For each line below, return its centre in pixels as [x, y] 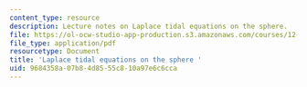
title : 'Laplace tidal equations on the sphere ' [106, 60]
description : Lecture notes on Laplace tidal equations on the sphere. [148, 26]
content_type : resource [55, 18]
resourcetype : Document [55, 52]
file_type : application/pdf [63, 43]
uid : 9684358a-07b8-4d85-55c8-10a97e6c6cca [94, 69]
